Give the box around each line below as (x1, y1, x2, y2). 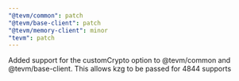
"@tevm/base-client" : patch (8, 19, 102, 27)
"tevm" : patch (8, 33, 56, 42)
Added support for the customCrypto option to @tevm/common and (8, 56, 231, 65)
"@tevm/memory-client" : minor (8, 26, 109, 34)
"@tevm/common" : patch (8, 11, 83, 20)
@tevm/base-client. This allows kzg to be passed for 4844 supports (8, 64, 232, 74)
